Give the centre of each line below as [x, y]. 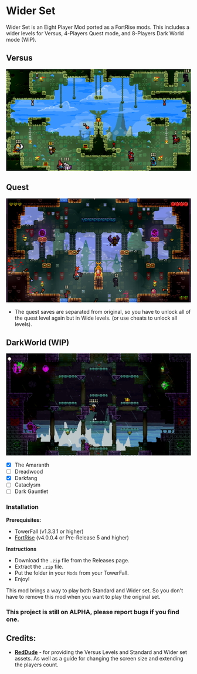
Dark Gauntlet [31, 491]
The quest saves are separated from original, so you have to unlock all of [103, 311]
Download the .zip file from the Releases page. [72, 560]
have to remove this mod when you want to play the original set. [83, 596]
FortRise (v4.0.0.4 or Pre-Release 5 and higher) [72, 537]
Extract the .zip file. [39, 566]
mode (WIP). [21, 39]
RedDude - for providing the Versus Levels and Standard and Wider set [101, 652]
